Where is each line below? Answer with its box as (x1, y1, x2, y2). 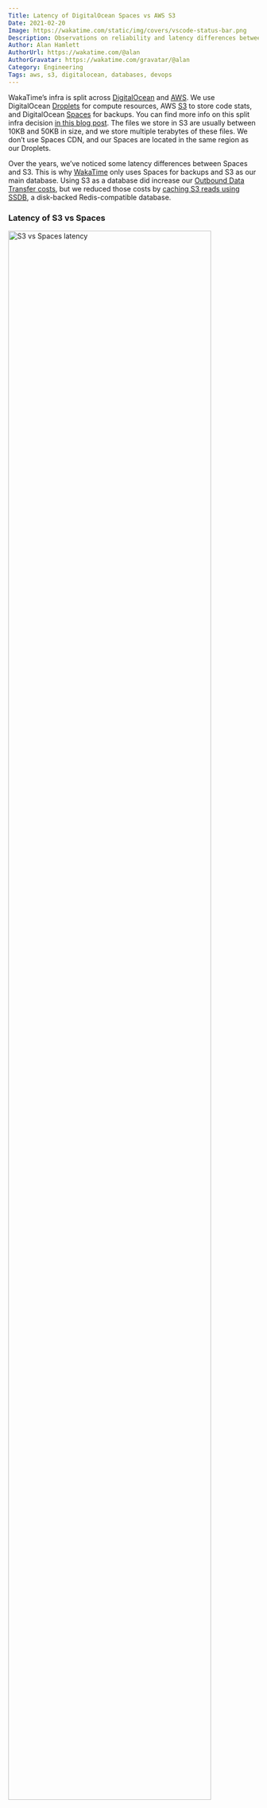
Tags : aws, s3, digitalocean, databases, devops (8, 71, 172, 79)
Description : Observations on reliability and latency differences (8, 33, 237, 42)
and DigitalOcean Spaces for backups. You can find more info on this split (8, 109, 250, 119)
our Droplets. (8, 143, 52, 153)
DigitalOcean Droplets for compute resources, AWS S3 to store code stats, (8, 101, 253, 110)
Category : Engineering (8, 64, 83, 72)
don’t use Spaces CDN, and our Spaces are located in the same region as (8, 134, 249, 144)
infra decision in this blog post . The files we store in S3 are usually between (8, 118, 256, 127)
